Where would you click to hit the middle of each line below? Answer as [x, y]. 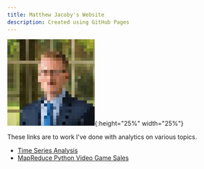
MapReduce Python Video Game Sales [73, 158]
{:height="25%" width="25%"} [139, 123]
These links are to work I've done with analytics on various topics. [102, 137]
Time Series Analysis [48, 150]
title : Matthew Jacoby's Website [56, 15]
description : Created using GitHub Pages [68, 22]
